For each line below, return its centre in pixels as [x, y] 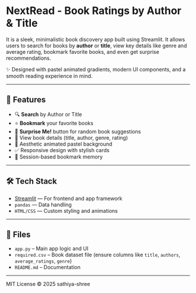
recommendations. [29, 58]
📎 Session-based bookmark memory [59, 157]
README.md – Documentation [47, 267]
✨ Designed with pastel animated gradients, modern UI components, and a [96, 69]
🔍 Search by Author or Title [48, 114]
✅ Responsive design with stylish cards [62, 150]
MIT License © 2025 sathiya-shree [48, 284]
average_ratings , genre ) [43, 261]
